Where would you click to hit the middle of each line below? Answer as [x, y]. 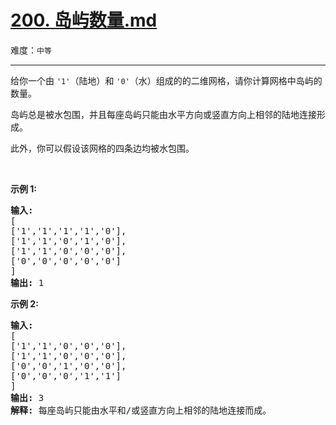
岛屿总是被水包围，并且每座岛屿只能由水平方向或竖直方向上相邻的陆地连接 [163, 114]
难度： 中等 [31, 50]
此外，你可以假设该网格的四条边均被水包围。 [102, 148]
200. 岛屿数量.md [84, 20]
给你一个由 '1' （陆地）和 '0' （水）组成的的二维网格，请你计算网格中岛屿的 [166, 80]
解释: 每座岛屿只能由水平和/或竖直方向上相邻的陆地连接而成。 [141, 410]
